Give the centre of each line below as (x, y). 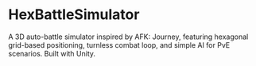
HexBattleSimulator (74, 15)
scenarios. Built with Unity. (52, 53)
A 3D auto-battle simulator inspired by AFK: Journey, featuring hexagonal (128, 37)
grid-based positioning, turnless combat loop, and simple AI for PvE (119, 45)
